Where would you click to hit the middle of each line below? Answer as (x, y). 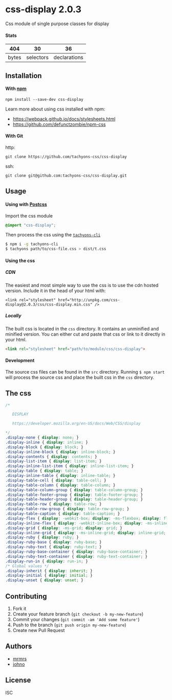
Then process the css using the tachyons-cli (53, 235)
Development (20, 360)
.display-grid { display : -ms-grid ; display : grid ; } (64, 528)
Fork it (19, 609)
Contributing (26, 596)
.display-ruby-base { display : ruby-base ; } (53, 542)
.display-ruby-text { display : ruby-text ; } (53, 547)
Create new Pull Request (39, 630)
